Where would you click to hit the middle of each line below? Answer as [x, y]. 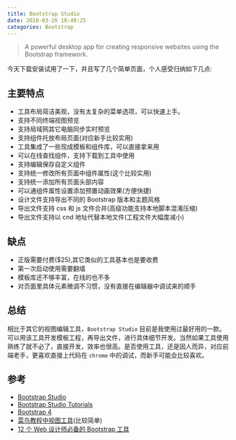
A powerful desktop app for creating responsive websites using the [122, 47]
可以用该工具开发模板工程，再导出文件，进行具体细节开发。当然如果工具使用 [118, 337]
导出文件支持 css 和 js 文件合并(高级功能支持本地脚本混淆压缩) [107, 208]
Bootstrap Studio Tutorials [55, 404]
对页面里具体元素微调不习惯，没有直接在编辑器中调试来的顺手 [107, 286]
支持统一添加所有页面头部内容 [60, 182]
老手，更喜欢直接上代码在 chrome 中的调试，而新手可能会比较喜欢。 [111, 355]
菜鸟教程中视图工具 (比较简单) [60, 420]
